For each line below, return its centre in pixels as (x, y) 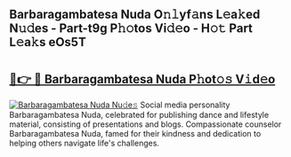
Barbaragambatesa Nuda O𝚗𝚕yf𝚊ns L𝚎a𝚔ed (135, 15)
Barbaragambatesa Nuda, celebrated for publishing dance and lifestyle (139, 115)
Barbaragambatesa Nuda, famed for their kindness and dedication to (135, 133)
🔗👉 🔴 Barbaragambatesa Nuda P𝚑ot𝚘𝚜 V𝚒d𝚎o (142, 79)
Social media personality (185, 105)
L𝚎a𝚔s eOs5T (48, 42)
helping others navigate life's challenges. (85, 143)
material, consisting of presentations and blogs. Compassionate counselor (145, 124)
